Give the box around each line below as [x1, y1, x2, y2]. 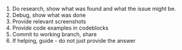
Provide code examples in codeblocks [12, 24, 109, 31]
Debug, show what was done [12, 11, 86, 19]
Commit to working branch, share [12, 31, 97, 38]
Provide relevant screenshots [12, 18, 86, 25]
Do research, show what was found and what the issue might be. [12, 5, 176, 12]
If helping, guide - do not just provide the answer [12, 37, 136, 44]
